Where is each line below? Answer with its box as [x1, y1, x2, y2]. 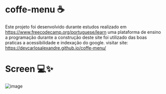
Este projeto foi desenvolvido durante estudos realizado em [5, 23, 127, 30]
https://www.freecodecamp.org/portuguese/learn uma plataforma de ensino [5, 29, 161, 35]
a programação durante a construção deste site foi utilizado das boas [5, 34, 147, 40]
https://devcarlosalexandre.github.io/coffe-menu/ [5, 45, 107, 51]
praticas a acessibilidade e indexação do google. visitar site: [5, 39, 128, 45]
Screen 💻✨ [5, 63, 54, 75]
